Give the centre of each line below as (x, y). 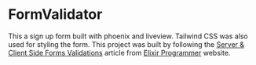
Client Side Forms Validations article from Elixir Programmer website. (119, 52)
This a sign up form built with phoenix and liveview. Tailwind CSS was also (128, 36)
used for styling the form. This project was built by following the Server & (126, 44)
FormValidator (55, 14)
